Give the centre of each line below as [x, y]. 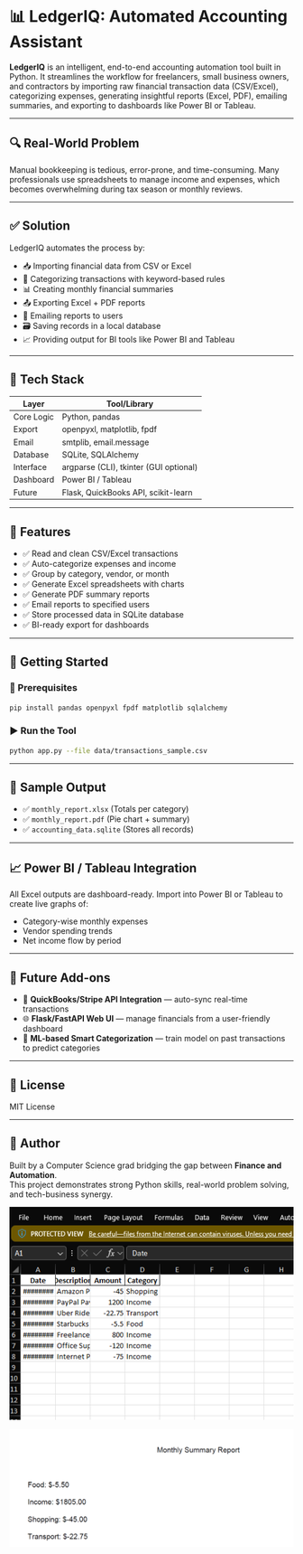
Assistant [46, 42]
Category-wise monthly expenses [85, 921]
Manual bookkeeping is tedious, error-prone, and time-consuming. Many [144, 170]
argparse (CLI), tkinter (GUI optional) [130, 467]
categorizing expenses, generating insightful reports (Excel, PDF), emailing [148, 96]
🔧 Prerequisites [44, 688]
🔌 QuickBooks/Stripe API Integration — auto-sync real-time [135, 1000]
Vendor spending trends [67, 931]
